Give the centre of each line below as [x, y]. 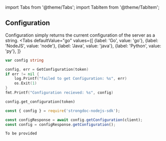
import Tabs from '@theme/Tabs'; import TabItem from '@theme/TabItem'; [82, 7]
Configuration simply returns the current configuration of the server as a [80, 35]
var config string [24, 60]
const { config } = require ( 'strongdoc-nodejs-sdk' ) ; [63, 111]
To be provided [21, 133]
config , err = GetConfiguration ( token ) [47, 69]
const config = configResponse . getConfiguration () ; [60, 124]
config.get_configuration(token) [40, 102]
